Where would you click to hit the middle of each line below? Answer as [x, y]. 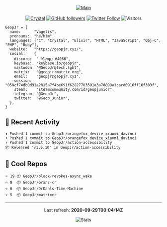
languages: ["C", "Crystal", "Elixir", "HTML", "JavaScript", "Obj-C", [85, 40]
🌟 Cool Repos [26, 164]
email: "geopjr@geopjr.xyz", [47, 76]
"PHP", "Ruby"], [22, 45]
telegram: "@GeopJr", [36, 94]
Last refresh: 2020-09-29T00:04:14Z [83, 210]
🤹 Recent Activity [33, 122]
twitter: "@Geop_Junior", [42, 98]
